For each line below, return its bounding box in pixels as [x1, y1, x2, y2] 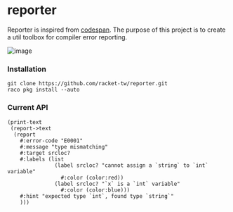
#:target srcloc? [20, 149, 71, 156]
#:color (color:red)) [60, 174, 124, 181]
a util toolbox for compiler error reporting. [7, 32, 128, 41]
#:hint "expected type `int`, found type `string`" [20, 192, 174, 199]
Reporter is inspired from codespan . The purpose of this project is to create [7, 25, 226, 34]
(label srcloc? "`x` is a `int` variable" [54, 180, 180, 187]
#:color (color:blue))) [60, 186, 131, 194]
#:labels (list [20, 156, 65, 163]
